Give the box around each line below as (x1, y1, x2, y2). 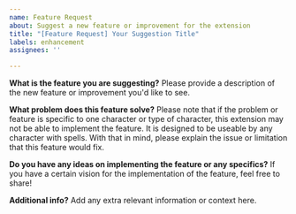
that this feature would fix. (9, 142, 104, 153)
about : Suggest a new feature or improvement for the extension (9, 21, 251, 30)
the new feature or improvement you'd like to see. (9, 88, 190, 98)
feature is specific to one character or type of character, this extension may (9, 114, 285, 125)
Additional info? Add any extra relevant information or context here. (9, 195, 257, 206)
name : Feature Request (9, 12, 93, 22)
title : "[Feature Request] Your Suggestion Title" (9, 29, 200, 38)
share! (9, 178, 33, 188)
